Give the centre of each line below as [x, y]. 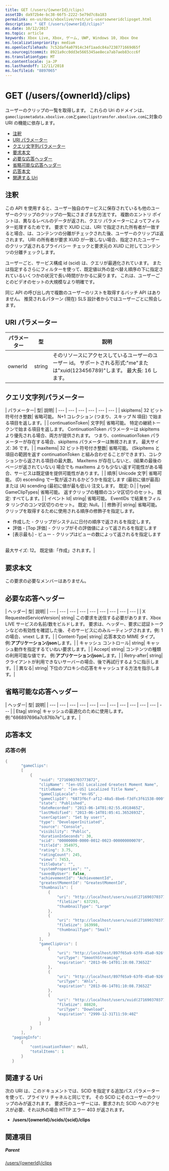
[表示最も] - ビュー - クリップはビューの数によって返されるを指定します [87, 534]
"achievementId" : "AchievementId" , [76, 878]
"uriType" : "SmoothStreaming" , [90, 958]
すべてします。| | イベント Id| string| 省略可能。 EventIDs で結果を [80, 499]
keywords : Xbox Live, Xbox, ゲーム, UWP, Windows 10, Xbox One [72, 38]
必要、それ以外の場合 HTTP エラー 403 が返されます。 [70, 1110]
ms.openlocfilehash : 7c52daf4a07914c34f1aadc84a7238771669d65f [73, 47]
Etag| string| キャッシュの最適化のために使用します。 [71, 711]
